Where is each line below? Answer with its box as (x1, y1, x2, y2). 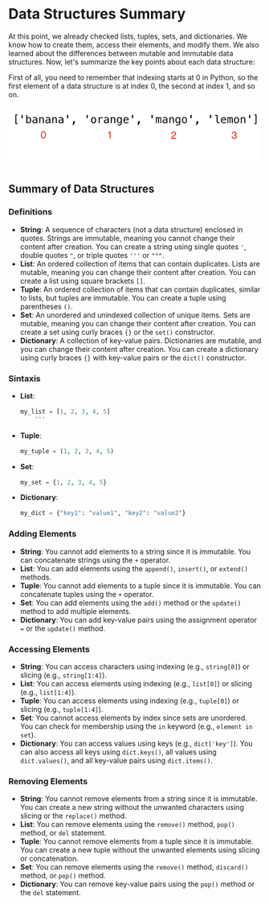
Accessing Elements (8, 644, 90, 655)
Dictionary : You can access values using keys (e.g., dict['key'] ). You (19, 738, 253, 748)
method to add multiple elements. (19, 606, 132, 616)
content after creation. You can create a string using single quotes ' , (19, 242, 247, 252)
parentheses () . (19, 301, 74, 311)
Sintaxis (8, 373, 41, 384)
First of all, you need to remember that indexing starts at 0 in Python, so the (8, 72, 259, 82)
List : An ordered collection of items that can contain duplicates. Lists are (19, 259, 261, 268)
